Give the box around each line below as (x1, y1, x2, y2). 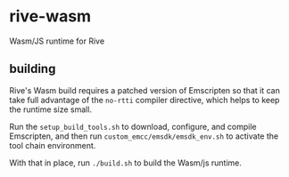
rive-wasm (9, 6, 92, 27)
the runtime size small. (9, 104, 92, 115)
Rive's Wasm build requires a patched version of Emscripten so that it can (9, 84, 281, 95)
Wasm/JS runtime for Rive (9, 36, 105, 46)
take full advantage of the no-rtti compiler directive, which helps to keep (9, 94, 280, 105)
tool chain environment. (9, 140, 96, 150)
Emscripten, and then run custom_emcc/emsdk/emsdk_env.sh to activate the (9, 131, 279, 141)
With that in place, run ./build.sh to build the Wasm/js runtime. (9, 157, 243, 168)
